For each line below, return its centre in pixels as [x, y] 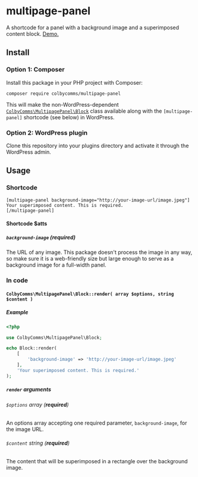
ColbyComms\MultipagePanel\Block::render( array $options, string [90, 294]
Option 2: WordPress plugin [47, 132]
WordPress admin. [29, 152]
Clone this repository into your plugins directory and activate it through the [98, 145]
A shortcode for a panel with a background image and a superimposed [93, 27]
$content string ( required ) [38, 443]
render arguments [29, 389]
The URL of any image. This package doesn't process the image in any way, [99, 252]
